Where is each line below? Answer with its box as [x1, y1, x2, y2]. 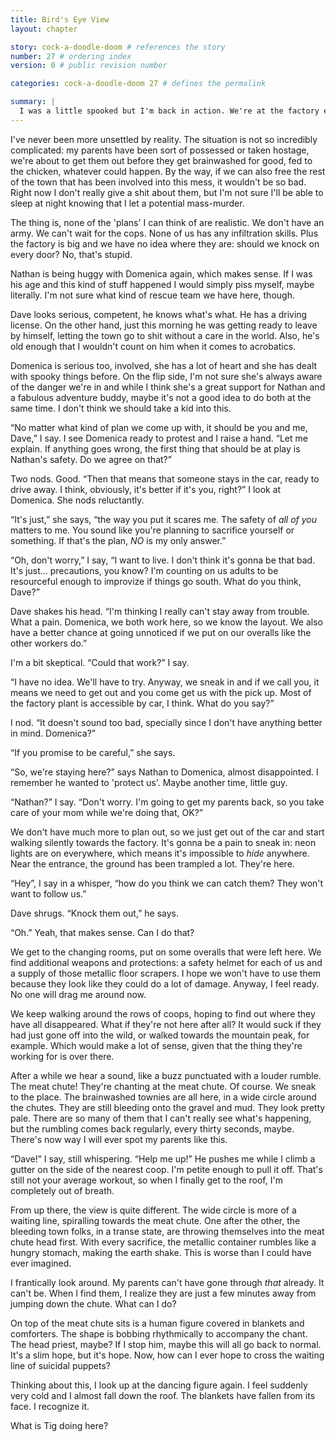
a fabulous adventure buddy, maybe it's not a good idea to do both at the [10, 391, 312, 403]
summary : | [10, 97, 56, 107]
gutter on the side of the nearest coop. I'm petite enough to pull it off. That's [10, 1163, 323, 1175]
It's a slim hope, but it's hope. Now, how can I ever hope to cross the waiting [10, 1349, 325, 1361]
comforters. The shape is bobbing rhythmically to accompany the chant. [10, 1327, 308, 1340]
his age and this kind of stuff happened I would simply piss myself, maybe [10, 278, 315, 290]
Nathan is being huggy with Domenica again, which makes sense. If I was [10, 267, 313, 280]
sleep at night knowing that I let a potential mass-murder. [10, 197, 245, 209]
